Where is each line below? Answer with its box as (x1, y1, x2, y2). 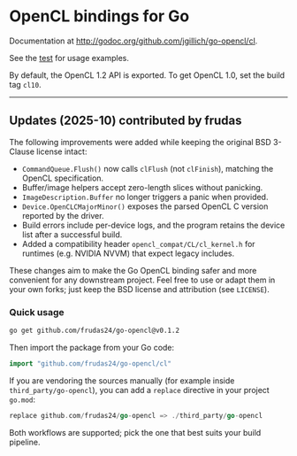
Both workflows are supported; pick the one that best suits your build (9, 427, 262, 437)
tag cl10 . (9, 79, 42, 89)
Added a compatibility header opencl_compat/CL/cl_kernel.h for (21, 238, 255, 249)
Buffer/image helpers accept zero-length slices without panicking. (21, 182, 263, 192)
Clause (9, 146, 35, 157)
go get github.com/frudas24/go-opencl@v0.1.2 (9, 326, 179, 336)
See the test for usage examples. (9, 52, 130, 63)
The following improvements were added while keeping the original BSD (9, 136, 271, 147)
